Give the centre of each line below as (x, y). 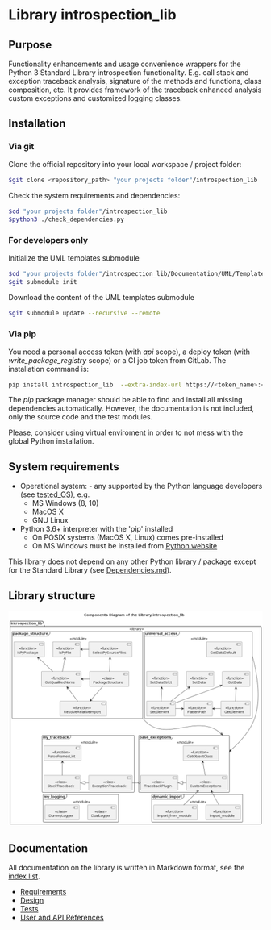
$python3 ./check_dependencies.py (67, 219)
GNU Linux (50, 520)
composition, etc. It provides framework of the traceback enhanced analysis (135, 90)
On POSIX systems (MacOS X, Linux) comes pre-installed (127, 537)
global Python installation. (51, 441)
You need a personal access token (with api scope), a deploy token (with (129, 352)
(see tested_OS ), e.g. (55, 494)
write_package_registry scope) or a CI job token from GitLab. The (117, 360)
